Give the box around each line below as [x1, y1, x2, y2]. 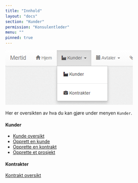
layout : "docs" [5, 13, 38, 19]
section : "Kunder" [5, 19, 44, 24]
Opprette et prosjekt [12, 149, 55, 155]
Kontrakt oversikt [5, 172, 41, 178]
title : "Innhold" [5, 8, 42, 13]
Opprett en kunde [12, 139, 50, 145]
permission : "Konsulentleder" [5, 25, 70, 30]
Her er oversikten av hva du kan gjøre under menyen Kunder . [5, 110, 132, 116]
